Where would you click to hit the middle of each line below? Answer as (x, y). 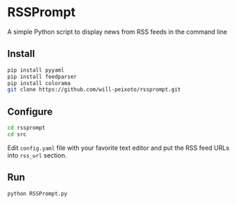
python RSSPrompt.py (38, 193)
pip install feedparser (42, 77)
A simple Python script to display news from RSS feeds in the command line (117, 32)
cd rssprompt (26, 128)
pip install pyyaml (36, 70)
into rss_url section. (37, 155)
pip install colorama (39, 83)
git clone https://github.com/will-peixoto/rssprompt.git (94, 90)
